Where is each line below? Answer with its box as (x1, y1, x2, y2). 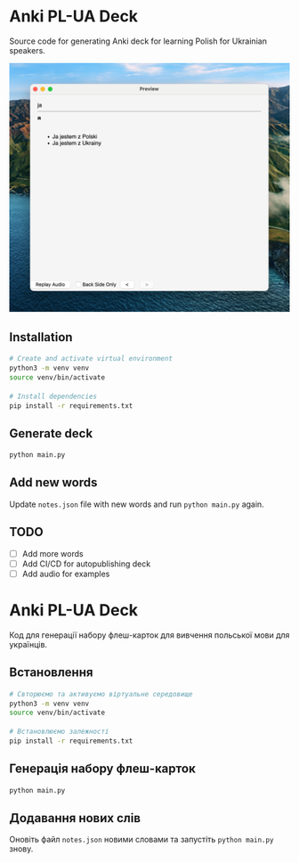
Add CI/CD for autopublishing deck (21, 558, 151, 569)
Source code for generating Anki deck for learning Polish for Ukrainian (9, 36, 267, 46)
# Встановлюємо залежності (9, 728, 109, 737)
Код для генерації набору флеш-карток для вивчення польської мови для (9, 630, 290, 640)
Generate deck (9, 426, 93, 441)
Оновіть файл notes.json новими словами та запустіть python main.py (9, 835, 274, 845)
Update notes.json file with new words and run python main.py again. (9, 499, 264, 509)
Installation (9, 330, 73, 345)
